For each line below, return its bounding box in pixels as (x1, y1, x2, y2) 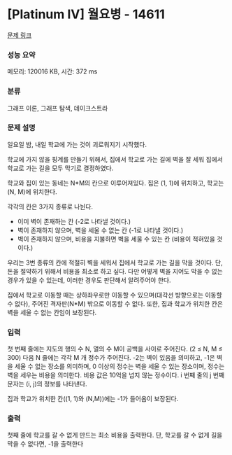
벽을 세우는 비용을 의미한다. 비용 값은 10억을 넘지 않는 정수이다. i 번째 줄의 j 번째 (7, 371, 225, 379)
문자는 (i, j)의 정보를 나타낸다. (7, 379, 87, 388)
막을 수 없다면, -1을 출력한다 (7, 440, 84, 448)
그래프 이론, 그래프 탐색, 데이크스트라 (7, 104, 108, 112)
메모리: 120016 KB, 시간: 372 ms (7, 67, 98, 76)
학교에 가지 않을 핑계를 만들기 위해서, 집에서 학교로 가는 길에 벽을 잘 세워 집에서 (7, 155, 224, 163)
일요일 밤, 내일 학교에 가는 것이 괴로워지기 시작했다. (7, 140, 147, 148)
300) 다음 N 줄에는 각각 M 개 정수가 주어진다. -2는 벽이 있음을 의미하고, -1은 (7, 353, 215, 362)
